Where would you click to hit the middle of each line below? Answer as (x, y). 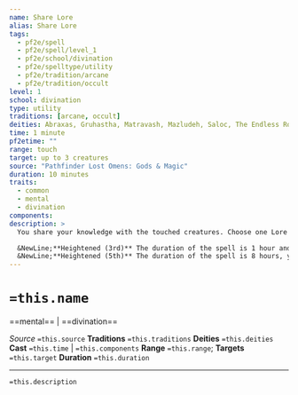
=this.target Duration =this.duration (79, 358)
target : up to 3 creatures (59, 158)
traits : (24, 183)
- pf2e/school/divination (65, 59)
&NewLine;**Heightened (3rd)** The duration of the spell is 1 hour (146, 248)
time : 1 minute (37, 133)
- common (33, 191)
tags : (19, 34)
